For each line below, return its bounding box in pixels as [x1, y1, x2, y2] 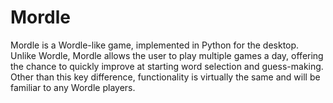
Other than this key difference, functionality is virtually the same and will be [10, 71, 321, 83]
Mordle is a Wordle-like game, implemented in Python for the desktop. [10, 39, 300, 51]
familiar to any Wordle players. [10, 81, 136, 93]
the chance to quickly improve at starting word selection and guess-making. [10, 60, 324, 72]
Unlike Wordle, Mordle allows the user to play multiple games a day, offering [10, 49, 324, 61]
